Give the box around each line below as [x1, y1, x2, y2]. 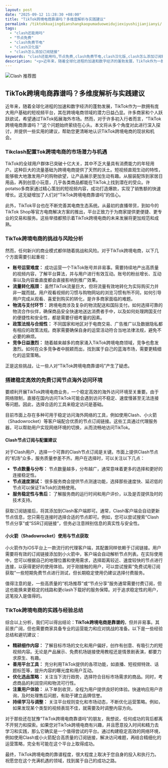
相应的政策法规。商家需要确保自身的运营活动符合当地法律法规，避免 [16, 327, 157, 333]
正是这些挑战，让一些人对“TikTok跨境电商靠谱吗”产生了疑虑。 [5, 363, 132, 369]
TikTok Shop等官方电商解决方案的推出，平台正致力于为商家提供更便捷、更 [5, 209, 158, 215]
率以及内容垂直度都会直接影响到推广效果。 [12, 277, 100, 283]
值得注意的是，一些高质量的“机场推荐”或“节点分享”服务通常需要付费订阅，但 [5, 581, 162, 587]
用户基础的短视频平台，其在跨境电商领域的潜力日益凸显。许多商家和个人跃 [9, 110, 163, 116]
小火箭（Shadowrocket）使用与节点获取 [5, 533, 89, 539]
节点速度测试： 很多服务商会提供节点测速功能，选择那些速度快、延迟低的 [12, 478, 163, 484]
